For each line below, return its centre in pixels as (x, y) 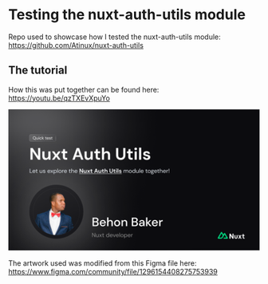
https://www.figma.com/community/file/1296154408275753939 (113, 272)
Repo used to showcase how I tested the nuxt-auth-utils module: (114, 37)
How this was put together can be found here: (84, 89)
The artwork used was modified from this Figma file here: (102, 263)
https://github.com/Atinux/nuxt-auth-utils (76, 45)
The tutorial (38, 71)
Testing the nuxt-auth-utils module (127, 15)
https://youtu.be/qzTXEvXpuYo (59, 98)
